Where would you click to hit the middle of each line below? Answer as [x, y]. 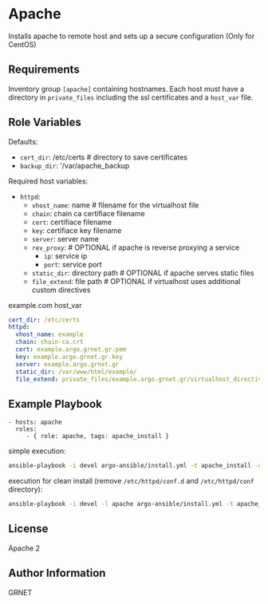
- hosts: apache [35, 422]
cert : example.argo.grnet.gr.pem [71, 349]
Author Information [57, 573]
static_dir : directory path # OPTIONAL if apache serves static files [143, 273]
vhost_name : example [49, 335]
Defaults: [23, 141]
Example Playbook [55, 404]
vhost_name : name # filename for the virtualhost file [115, 205]
